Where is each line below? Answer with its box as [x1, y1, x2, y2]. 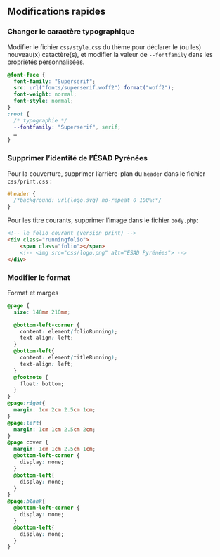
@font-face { [7, 71, 46, 78]
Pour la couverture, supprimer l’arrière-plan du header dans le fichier [7, 169, 206, 178]
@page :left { [7, 419, 42, 426]
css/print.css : [7, 177, 53, 185]
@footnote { [13, 373, 49, 380]
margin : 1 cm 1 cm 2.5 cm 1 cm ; [13, 446, 96, 453]
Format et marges [7, 288, 59, 297]
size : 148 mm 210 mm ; [13, 309, 71, 316]
